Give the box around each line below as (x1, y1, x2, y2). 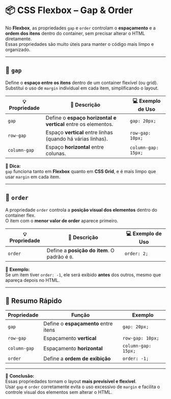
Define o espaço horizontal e (45, 114, 117, 121)
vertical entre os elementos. (45, 121, 113, 128)
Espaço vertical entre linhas (45, 129, 113, 136)
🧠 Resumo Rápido (5, 296, 62, 305)
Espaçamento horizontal (43, 345, 103, 352)
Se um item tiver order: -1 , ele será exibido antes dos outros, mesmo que (5, 271, 161, 278)
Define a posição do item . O (46, 247, 115, 254)
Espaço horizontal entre (45, 144, 104, 151)
